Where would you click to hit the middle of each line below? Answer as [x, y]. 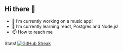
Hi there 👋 [20, 9]
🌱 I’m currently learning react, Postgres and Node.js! [65, 26]
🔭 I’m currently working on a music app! [52, 21]
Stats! [11, 43]
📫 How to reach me [32, 32]
